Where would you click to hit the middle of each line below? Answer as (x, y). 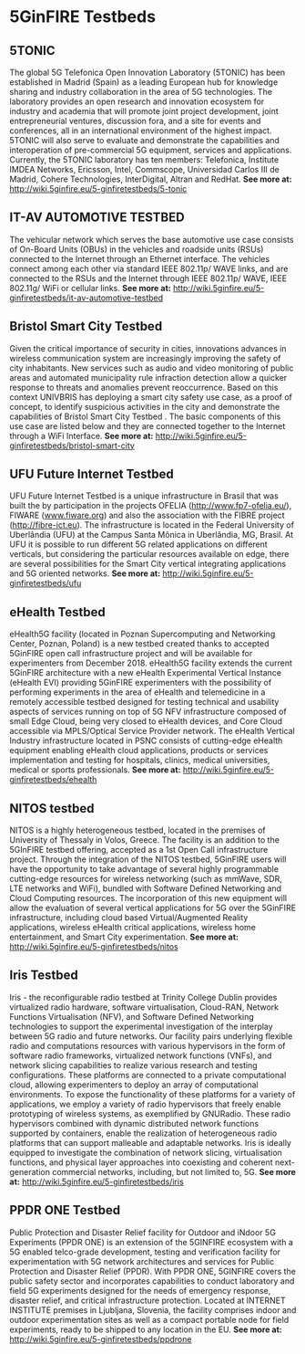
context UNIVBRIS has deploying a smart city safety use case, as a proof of (151, 397)
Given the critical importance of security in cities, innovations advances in (148, 348)
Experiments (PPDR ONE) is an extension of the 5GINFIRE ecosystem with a (152, 1242)
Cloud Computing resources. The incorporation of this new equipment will (148, 898)
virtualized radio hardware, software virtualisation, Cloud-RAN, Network (144, 1007)
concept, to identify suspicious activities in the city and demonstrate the (145, 406)
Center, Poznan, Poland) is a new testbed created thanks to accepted (139, 644)
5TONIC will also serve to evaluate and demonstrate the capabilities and (145, 140)
